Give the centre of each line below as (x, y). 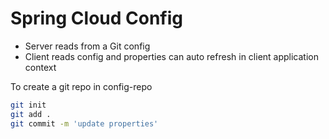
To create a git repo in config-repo (81, 86)
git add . (31, 114)
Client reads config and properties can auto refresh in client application (172, 56)
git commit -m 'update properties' (84, 123)
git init (28, 105)
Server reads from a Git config (87, 46)
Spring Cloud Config (97, 18)
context (40, 67)
